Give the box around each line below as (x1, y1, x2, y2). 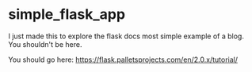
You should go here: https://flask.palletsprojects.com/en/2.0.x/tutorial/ (8, 55, 239, 64)
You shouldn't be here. (8, 39, 82, 49)
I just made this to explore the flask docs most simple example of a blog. (8, 31, 244, 41)
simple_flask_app (8, 5, 125, 23)
